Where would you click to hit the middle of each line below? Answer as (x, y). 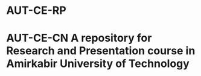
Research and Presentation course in (101, 51)
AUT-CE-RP (36, 11)
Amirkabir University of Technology (98, 64)
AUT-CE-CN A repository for (79, 38)
